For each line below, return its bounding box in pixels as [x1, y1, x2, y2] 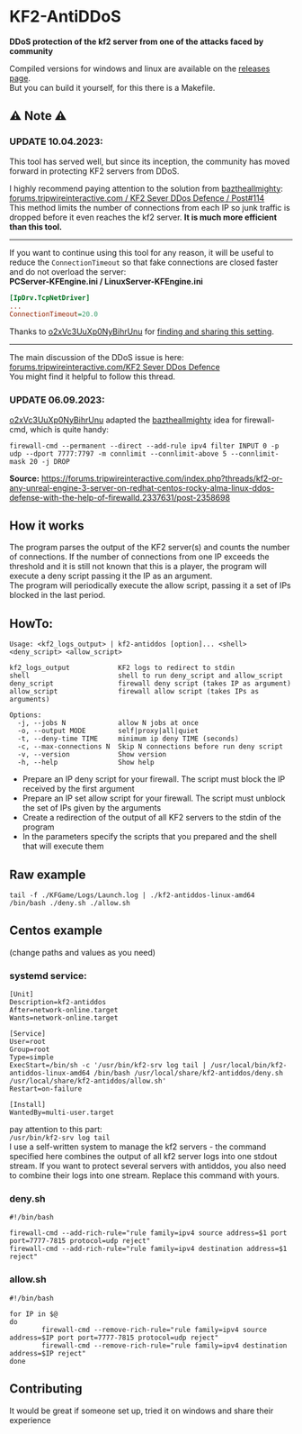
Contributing [9, 1381, 83, 1397]
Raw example [9, 867, 86, 882]
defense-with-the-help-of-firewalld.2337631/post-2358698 [9, 492, 231, 503]
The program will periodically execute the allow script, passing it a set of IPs [9, 580, 291, 591]
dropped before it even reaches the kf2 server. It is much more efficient [9, 212, 277, 222]
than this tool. [9, 221, 63, 231]
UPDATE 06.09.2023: [9, 394, 105, 406]
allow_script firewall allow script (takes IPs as [9, 687, 259, 696]
